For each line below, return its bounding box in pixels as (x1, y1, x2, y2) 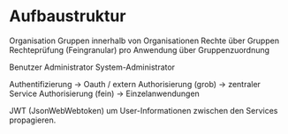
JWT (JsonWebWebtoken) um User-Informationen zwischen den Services (9, 105, 278, 115)
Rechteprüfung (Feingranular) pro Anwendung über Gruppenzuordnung (9, 44, 270, 55)
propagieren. (9, 115, 57, 125)
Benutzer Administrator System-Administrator (9, 62, 175, 72)
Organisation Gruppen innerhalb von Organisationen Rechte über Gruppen (9, 35, 280, 46)
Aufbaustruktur (9, 6, 126, 26)
